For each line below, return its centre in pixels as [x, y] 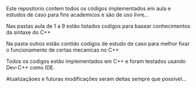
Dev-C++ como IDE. [30, 67]
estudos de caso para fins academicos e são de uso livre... [77, 15]
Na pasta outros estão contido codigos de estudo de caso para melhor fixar [98, 44]
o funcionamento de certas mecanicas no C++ [63, 50]
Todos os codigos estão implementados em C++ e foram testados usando [96, 61]
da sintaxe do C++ [29, 32]
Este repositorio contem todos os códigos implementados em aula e [89, 9]
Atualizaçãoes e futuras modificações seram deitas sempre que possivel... [97, 79]
